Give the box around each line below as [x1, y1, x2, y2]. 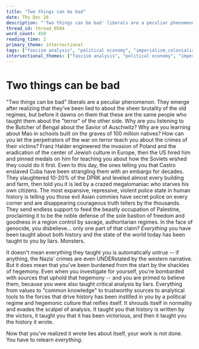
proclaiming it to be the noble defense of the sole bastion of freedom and [6, 212, 185, 219]
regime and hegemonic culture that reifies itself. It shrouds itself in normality [6, 299, 192, 306]
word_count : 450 [6, 31, 46, 37]
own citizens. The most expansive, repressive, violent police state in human [6, 187, 191, 194]
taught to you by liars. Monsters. [6, 237, 85, 244]
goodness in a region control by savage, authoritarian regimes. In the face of [6, 218, 193, 225]
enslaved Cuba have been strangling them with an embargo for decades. [6, 168, 184, 175]
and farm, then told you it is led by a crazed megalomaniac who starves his [6, 180, 190, 187]
